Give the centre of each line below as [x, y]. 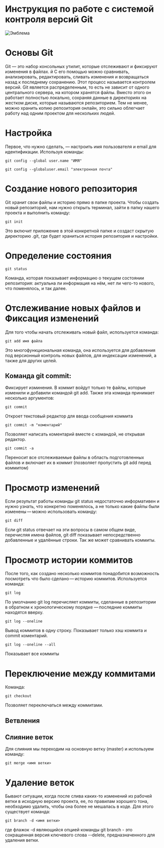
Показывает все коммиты [32, 654]
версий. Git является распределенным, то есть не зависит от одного [77, 87]
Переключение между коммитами [80, 673]
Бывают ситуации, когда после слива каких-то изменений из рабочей [79, 796]
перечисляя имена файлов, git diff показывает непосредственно [73, 535]
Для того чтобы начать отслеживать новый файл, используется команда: [82, 332]
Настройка [29, 133]
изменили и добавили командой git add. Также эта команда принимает [80, 393]
